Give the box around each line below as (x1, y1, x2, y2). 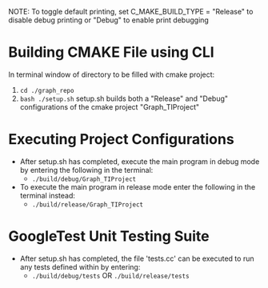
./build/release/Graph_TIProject (31, 200, 144, 209)
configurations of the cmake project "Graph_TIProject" (19, 102, 200, 111)
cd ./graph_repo (19, 86, 74, 94)
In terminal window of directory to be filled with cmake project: (8, 70, 215, 79)
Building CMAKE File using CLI (8, 43, 214, 62)
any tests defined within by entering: (19, 262, 141, 271)
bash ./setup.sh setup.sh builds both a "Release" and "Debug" (19, 94, 229, 103)
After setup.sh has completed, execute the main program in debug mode (19, 156, 260, 166)
